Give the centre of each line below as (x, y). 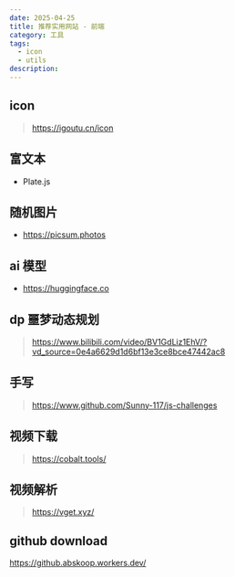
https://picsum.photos (64, 235)
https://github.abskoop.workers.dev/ (78, 563)
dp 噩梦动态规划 (55, 319)
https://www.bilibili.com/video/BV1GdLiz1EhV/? (119, 341)
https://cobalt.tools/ (69, 458)
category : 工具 (37, 35)
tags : (20, 43)
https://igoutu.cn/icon (72, 128)
